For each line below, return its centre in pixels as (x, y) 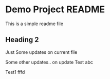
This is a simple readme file (34, 24)
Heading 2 (22, 40)
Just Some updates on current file (41, 52)
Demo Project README (55, 9)
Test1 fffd (15, 72)
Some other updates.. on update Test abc (49, 62)
